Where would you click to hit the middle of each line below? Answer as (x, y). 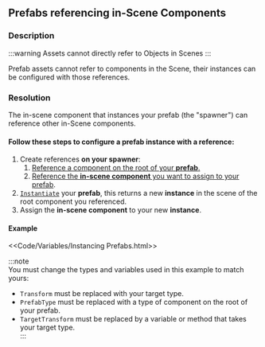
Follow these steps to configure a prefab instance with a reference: (121, 142)
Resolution (29, 97)
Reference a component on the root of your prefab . (116, 168)
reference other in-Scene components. (72, 123)
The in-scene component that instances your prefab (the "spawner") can (128, 115)
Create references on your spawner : (80, 159)
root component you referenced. (73, 201)
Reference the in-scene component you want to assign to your (135, 176)
